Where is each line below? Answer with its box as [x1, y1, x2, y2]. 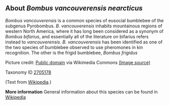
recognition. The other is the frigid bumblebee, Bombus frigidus [5, 49, 138, 56]
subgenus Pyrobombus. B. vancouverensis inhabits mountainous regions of [5, 23, 162, 29]
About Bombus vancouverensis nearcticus [5, 4, 143, 13]
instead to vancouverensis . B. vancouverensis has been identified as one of [5, 39, 163, 45]
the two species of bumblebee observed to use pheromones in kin [5, 44, 143, 50]
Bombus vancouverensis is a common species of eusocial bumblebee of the [5, 17, 164, 23]
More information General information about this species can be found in [5, 88, 158, 95]
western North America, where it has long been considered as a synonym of [5, 28, 164, 34]
